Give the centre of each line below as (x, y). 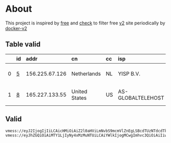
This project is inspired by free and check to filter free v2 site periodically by (85, 23)
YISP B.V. (129, 73)
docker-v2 (16, 28)
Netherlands (86, 73)
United (79, 91)
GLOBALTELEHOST (141, 98)
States (79, 98)
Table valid (23, 45)
